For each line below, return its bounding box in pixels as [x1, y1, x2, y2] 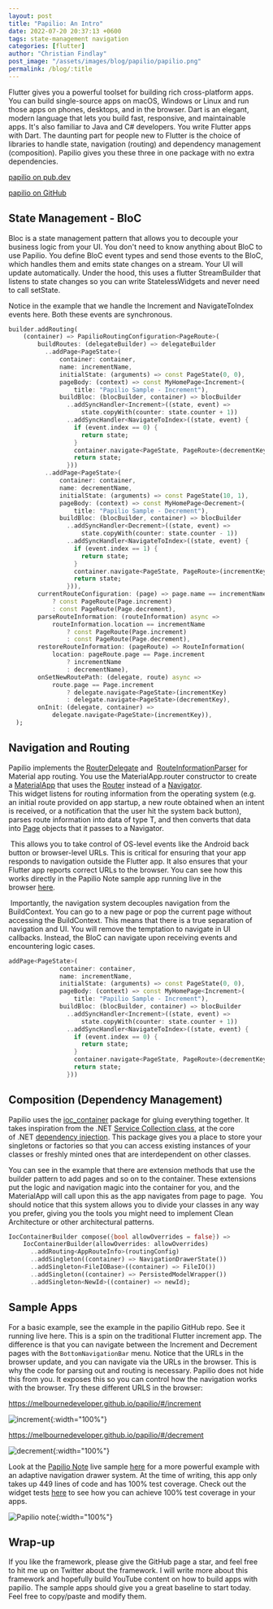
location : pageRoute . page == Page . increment [51, 650, 206, 659]
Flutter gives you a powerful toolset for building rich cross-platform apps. [8, 87, 254, 97]
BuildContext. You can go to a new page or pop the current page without [8, 907, 252, 916]
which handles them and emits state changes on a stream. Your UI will [8, 259, 244, 269]
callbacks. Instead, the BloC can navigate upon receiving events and [8, 933, 238, 942]
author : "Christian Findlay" [8, 50, 107, 58]
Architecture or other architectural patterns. [8, 1217, 154, 1226]
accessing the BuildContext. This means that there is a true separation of [8, 915, 253, 925]
